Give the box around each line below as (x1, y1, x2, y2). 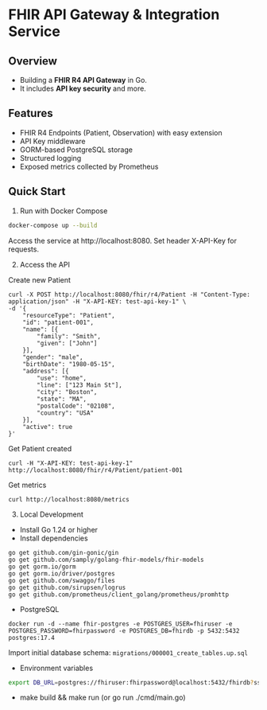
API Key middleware (19, 136, 86, 146)
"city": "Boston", (37, 388, 98, 396)
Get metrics (8, 480, 47, 490)
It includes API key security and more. (19, 84, 147, 93)
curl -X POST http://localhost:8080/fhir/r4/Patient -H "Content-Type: (8, 291, 250, 298)
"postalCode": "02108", (37, 402, 115, 410)
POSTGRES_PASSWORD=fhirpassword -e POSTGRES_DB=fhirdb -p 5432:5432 (8, 626, 240, 634)
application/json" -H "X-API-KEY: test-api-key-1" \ (8, 297, 187, 306)
